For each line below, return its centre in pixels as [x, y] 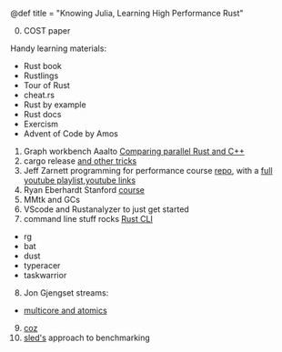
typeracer [42, 266]
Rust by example [55, 105]
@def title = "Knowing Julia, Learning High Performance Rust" [127, 13]
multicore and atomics [65, 310]
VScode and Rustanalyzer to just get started [106, 209]
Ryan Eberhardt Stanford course [84, 190]
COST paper [47, 30]
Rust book [43, 66]
